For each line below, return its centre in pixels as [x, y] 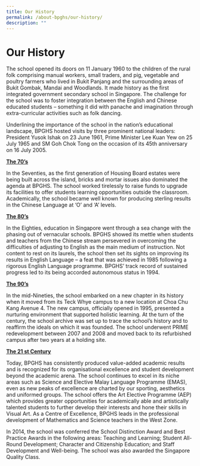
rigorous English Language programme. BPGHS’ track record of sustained [97, 266]
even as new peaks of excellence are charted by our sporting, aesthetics [96, 388]
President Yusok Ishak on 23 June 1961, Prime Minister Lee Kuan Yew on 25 [99, 137]
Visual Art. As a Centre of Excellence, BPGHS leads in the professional [93, 414]
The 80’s [17, 217]
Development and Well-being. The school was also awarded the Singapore [98, 450]
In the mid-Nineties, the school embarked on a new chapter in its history [95, 295]
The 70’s [17, 162]
